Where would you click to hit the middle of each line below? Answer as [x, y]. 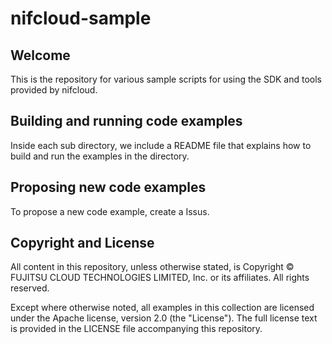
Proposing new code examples [108, 187]
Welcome [40, 55]
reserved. [30, 288]
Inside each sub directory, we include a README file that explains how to [161, 145]
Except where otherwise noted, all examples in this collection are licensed [162, 308]
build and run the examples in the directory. [100, 156]
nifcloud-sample [81, 18]
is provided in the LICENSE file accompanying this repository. [136, 329]
